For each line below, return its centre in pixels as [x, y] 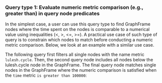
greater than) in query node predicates [52, 13]
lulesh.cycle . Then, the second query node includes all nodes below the [79, 60]
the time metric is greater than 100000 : [46, 76]
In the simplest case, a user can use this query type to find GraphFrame [78, 24]
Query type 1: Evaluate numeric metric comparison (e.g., [74, 7]
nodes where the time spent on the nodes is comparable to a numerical [78, 29]
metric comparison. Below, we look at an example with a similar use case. [80, 45]
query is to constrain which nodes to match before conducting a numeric [79, 40]
